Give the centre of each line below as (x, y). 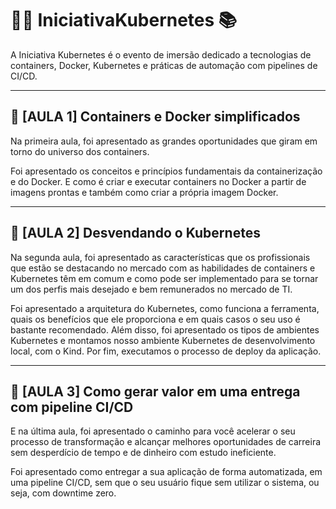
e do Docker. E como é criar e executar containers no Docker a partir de (158, 181)
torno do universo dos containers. (80, 151)
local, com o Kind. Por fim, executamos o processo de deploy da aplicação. (166, 351)
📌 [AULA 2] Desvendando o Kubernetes (135, 233)
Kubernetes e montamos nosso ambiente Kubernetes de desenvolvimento (163, 340)
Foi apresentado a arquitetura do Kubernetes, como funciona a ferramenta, (165, 308)
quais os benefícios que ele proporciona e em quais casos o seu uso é (155, 319)
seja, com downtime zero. (63, 493)
